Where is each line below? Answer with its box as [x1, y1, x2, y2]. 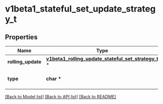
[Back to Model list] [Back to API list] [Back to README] [5, 94, 116, 100]
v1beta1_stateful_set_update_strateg [5, 3, 156, 15]
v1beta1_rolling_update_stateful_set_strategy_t [46, 56, 159, 62]
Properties [5, 33, 38, 41]
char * [46, 75, 62, 82]
